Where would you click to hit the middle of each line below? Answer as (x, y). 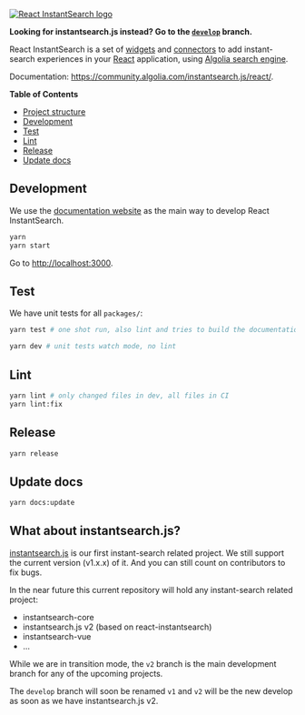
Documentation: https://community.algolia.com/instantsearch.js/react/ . (142, 76)
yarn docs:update (42, 503)
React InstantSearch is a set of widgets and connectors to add (126, 49)
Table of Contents (44, 94)
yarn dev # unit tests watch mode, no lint (93, 347)
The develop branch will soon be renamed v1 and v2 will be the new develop (151, 690)
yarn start (30, 246)
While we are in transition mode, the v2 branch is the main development (143, 663)
